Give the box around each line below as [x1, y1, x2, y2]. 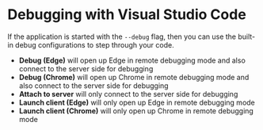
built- [238, 32, 256, 41]
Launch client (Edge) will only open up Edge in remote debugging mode [18, 97, 255, 107]
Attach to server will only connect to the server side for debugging [18, 89, 238, 98]
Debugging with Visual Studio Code [7, 6, 246, 24]
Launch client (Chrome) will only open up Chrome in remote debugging [18, 105, 254, 116]
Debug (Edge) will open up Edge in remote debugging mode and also [18, 55, 246, 65]
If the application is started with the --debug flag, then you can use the [7, 32, 237, 41]
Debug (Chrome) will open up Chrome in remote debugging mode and [18, 72, 250, 82]
